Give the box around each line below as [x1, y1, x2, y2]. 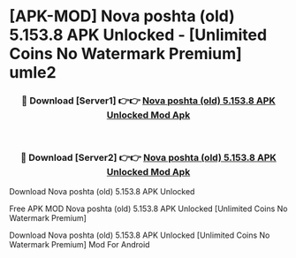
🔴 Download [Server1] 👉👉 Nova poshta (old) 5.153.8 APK [21, 95, 276, 107]
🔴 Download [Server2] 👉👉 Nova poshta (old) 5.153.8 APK [20, 152, 277, 164]
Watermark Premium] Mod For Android [9, 239, 150, 249]
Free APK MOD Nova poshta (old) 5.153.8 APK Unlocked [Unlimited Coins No [9, 203, 288, 214]
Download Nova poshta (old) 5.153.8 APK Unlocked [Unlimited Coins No [9, 230, 270, 240]
